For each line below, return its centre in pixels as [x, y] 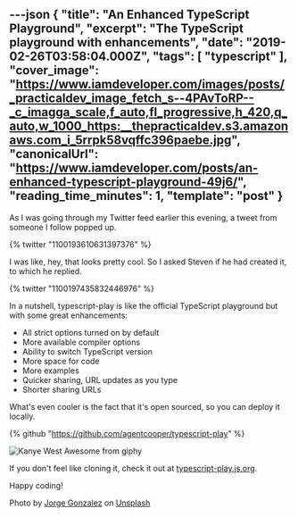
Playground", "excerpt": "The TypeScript [126, 29]
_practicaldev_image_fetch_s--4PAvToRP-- [132, 99]
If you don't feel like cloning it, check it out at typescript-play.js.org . [133, 468]
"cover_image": [54, 71]
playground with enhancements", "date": [126, 42]
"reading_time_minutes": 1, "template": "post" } [146, 196]
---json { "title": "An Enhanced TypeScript [129, 15]
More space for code [61, 361]
